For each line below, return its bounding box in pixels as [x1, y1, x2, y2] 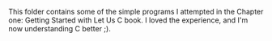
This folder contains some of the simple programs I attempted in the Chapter [8, 7, 264, 16]
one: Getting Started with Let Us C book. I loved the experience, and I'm [8, 15, 249, 25]
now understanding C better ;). [8, 24, 111, 33]
